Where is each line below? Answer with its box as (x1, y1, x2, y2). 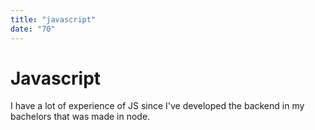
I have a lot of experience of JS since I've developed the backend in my (10, 100, 305, 112)
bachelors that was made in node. (10, 111, 151, 123)
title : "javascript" (10, 14, 97, 25)
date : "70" (10, 24, 56, 34)
